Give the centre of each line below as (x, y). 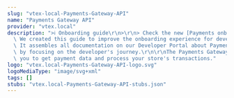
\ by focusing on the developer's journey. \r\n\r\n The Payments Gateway (121, 52)
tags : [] (20, 78)
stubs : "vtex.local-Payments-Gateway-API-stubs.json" (87, 84)
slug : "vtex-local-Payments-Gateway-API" (68, 13)
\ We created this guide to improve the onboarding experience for (114, 39)
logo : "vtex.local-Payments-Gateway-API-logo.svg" (82, 65)
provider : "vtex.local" (42, 26)
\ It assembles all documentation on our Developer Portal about (110, 46)
